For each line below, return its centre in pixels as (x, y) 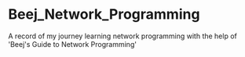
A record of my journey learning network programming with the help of (123, 36)
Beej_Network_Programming (104, 14)
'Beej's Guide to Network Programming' (73, 44)
